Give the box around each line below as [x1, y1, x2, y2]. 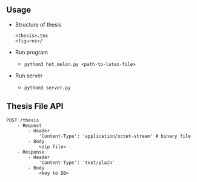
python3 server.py [24, 85, 71, 91]
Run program [15, 48, 48, 56]
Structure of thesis [15, 21, 62, 28]
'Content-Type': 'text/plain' [38, 160, 115, 166]
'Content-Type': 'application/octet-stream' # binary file [38, 133, 191, 139]
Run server [15, 72, 43, 79]
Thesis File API [6, 101, 64, 111]
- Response [17, 149, 45, 155]
